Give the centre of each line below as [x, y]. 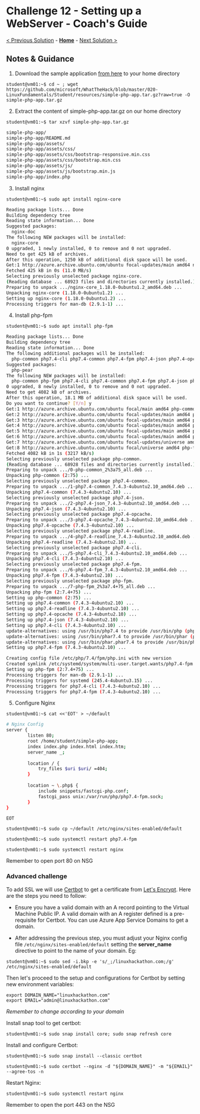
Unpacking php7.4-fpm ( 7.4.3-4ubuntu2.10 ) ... [65, 576]
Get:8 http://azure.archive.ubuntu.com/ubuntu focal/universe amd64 [93, 448]
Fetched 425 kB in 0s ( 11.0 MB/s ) [49, 271]
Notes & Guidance [40, 59]
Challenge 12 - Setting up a [74, 11]
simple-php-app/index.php [38, 177]
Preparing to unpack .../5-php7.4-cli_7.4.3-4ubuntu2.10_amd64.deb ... [97, 553]
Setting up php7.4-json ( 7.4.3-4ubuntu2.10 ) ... [68, 620]
